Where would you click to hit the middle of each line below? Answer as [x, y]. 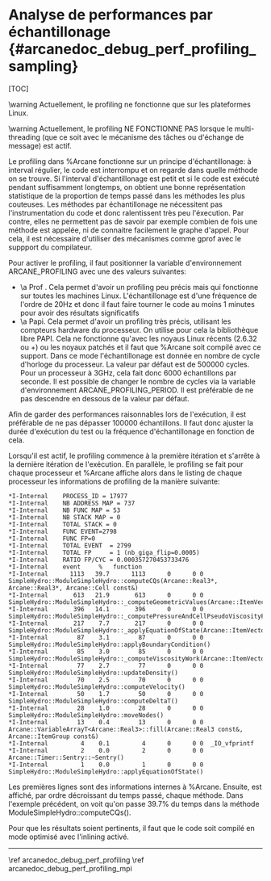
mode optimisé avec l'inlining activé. [69, 837]
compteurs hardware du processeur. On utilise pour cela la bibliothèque [139, 329]
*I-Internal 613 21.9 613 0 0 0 [106, 595]
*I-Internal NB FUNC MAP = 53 [65, 510]
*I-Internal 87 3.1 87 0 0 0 [106, 637]
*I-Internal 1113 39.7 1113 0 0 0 [106, 574]
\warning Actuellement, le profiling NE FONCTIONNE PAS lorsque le [121, 128]
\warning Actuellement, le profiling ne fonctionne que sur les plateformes [130, 104]
